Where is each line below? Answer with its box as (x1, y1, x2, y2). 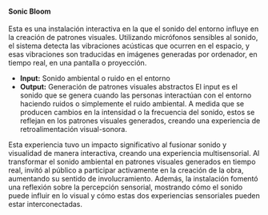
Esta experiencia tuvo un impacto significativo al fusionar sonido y (8, 140, 227, 149)
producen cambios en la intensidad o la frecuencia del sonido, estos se (19, 108, 255, 117)
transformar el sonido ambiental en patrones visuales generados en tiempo (8, 157, 256, 167)
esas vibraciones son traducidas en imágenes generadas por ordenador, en (8, 50, 258, 59)
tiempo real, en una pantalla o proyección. (8, 58, 147, 68)
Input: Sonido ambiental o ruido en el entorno (19, 74, 170, 83)
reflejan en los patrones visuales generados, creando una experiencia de (19, 116, 261, 125)
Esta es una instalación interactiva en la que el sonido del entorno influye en (8, 24, 259, 34)
